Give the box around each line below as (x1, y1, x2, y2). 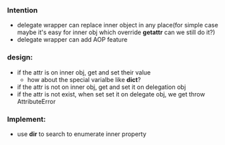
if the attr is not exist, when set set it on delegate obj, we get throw (16, 90, 205, 98)
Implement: (7, 114, 47, 124)
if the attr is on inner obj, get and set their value (16, 68, 151, 77)
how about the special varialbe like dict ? (27, 75, 142, 83)
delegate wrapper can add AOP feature (16, 36, 128, 44)
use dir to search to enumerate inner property (16, 129, 147, 138)
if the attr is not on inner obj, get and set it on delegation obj (16, 83, 186, 91)
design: (7, 53, 33, 62)
